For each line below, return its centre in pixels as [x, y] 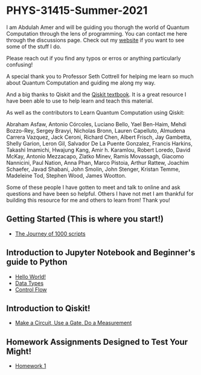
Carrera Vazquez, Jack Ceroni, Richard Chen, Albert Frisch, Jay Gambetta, [99, 137]
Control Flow [31, 289]
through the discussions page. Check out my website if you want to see [95, 40]
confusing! [20, 65]
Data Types [29, 283]
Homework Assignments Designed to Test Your [97, 342]
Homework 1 [30, 366]
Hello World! [30, 277]
